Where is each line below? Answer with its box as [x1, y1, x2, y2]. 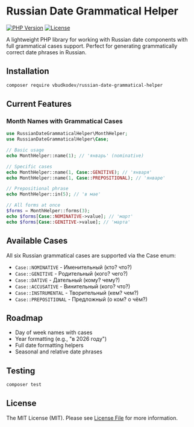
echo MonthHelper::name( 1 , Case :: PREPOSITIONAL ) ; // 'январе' [6, 175, 166, 181]
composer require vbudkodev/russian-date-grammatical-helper [6, 82, 163, 88]
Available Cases [6, 236, 68, 246]
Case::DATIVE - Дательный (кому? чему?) [14, 276, 120, 283]
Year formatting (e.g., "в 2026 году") [14, 335, 107, 343]
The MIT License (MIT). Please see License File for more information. [6, 414, 178, 422]
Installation [6, 66, 49, 77]
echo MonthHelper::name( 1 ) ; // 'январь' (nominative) [6, 153, 145, 159]
